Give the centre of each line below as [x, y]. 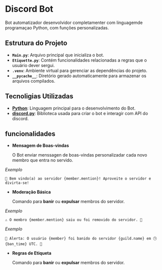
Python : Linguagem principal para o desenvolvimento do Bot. [74, 108]
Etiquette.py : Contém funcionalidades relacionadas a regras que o [79, 60]
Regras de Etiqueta [32, 253]
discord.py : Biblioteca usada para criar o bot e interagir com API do [80, 113]
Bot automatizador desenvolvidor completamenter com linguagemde [74, 22]
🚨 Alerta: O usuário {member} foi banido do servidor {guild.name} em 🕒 [81, 239]
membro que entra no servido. [43, 160]
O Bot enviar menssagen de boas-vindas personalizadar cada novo [80, 155]
